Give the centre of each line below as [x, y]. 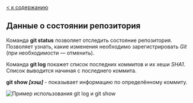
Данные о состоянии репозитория [73, 26]
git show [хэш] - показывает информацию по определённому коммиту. [97, 82]
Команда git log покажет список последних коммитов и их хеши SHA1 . [96, 64]
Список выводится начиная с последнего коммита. [72, 70]
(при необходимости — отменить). [50, 53]
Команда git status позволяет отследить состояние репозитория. [89, 40]
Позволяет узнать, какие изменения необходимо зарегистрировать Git [96, 46]
